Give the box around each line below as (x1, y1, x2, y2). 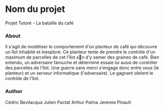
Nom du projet (5, 3, 66, 15)
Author (5, 88, 23, 95)
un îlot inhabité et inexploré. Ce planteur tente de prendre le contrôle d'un (5, 49, 156, 55)
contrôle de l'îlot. (5, 76, 40, 82)
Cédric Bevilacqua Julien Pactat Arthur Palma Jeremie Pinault (5, 99, 131, 105)
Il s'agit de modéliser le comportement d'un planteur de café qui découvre (5, 44, 158, 50)
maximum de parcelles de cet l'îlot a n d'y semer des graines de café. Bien (5, 54, 160, 60)
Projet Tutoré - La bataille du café (5, 20, 74, 26)
